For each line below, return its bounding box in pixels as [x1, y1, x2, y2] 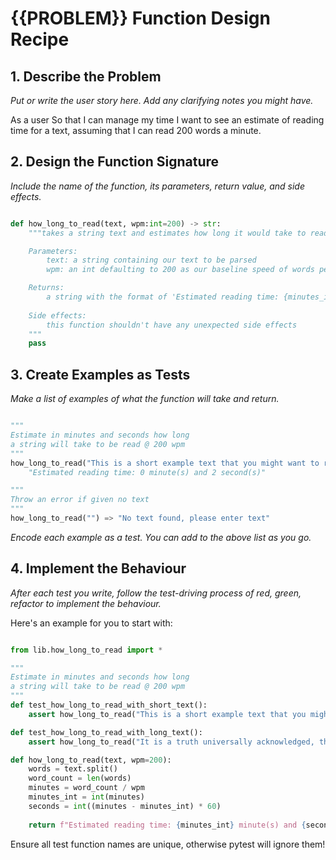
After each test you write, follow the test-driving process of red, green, [10, 587, 302, 599]
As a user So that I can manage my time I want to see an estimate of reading [10, 114, 325, 126]
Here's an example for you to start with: [10, 617, 173, 629]
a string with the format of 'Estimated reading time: [46, 292, 280, 302]
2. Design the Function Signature [10, 153, 220, 171]
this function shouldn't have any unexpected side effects [46, 320, 298, 330]
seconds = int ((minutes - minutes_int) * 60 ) [28, 801, 222, 811]
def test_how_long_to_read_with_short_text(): [10, 700, 208, 711]
